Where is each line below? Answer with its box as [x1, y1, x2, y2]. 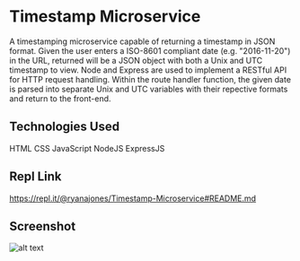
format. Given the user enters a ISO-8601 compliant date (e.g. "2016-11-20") [9, 45, 291, 56]
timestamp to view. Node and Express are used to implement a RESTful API [9, 65, 287, 75]
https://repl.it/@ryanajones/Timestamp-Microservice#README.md [9, 193, 257, 204]
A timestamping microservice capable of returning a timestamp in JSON [9, 36, 276, 47]
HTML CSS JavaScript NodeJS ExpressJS [9, 143, 165, 153]
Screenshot [9, 218, 76, 234]
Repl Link [9, 169, 62, 185]
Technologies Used [9, 119, 119, 135]
